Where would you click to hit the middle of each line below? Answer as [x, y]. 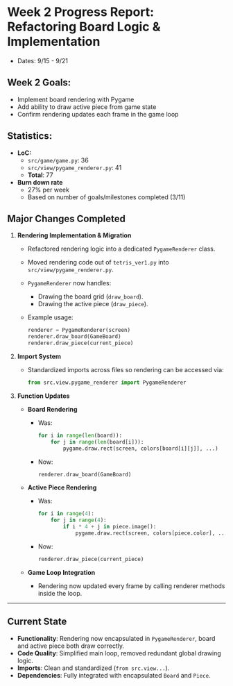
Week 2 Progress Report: [81, 12]
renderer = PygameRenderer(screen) [79, 331]
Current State [37, 622]
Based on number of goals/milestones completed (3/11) [106, 197]
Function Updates [43, 396]
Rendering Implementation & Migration [74, 235]
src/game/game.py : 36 [58, 160]
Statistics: [30, 136]
